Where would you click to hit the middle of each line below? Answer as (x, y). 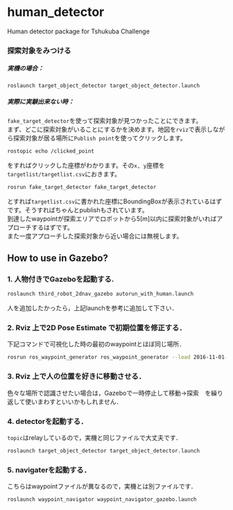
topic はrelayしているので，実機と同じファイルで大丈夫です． (95, 437)
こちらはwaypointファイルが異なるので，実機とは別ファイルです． (102, 486)
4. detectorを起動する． (48, 421)
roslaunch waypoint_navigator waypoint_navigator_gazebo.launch (102, 500)
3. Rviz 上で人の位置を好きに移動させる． (77, 377)
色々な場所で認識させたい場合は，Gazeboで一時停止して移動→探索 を (109, 393)
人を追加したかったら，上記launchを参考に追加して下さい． (93, 308)
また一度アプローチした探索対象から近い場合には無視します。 (95, 236)
